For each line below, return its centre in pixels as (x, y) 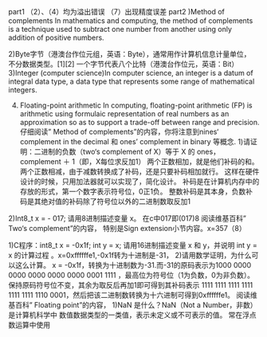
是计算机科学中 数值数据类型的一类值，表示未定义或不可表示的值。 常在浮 (129, 315)
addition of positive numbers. (57, 37)
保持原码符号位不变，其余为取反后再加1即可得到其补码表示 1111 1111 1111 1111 (131, 285)
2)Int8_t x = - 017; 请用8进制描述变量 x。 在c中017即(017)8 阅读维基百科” (128, 218)
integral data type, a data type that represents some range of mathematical (132, 81)
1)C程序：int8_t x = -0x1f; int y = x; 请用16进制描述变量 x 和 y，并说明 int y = (133, 245)
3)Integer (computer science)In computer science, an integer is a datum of (131, 73)
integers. (23, 90)
